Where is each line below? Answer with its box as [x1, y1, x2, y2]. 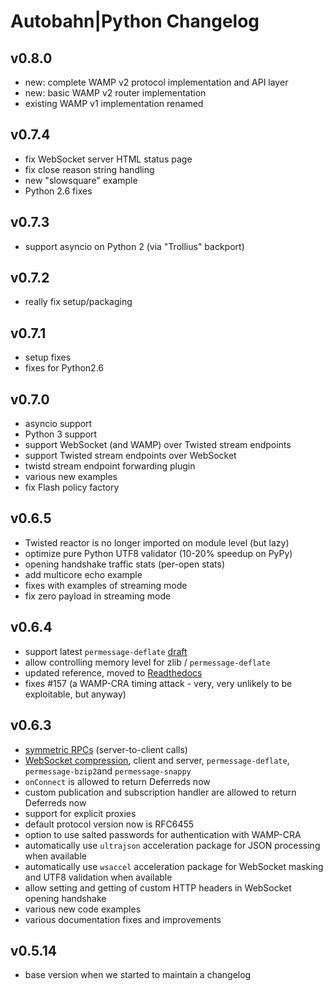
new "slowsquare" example [24, 174, 138, 186]
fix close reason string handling [24, 163, 155, 175]
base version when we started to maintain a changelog [24, 969, 252, 981]
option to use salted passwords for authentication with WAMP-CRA [24, 828, 302, 840]
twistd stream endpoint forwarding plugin [24, 460, 196, 472]
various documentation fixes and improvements [24, 913, 222, 925]
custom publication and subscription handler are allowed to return [24, 786, 297, 798]
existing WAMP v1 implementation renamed [24, 98, 204, 109]
